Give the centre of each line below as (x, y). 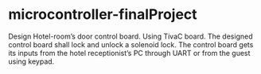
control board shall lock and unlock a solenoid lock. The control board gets (131, 44)
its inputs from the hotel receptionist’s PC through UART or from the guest (129, 53)
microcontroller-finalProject (103, 15)
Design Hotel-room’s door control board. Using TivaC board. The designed (130, 36)
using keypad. (31, 61)
